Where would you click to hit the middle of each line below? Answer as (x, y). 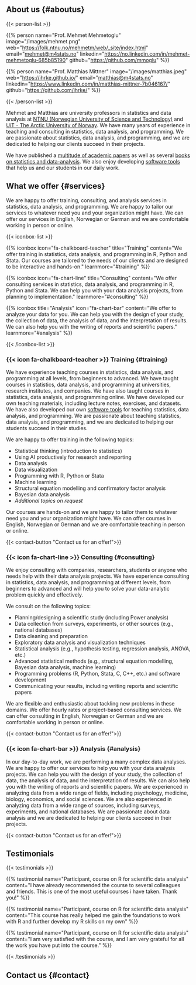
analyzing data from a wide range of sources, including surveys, (83, 805)
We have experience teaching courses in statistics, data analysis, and (90, 372)
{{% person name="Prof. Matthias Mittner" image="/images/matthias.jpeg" (97, 71)
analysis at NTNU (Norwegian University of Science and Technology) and (94, 119)
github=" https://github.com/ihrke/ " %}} (54, 90)
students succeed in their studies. (47, 428)
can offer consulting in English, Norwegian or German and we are (85, 716)
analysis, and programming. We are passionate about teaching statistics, (94, 415)
